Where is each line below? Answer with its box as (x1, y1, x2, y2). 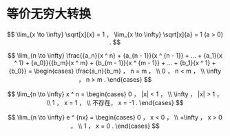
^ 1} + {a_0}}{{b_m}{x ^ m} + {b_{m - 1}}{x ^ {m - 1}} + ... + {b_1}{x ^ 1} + (14, 58, 216, 67)
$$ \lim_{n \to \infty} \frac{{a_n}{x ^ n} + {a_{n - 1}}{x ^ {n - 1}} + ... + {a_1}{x (7, 51, 223, 59)
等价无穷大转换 (6, 6, 92, 22)
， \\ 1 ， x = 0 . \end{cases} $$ (70, 122, 160, 130)
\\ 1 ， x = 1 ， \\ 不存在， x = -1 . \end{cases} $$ (46, 98, 184, 106)
